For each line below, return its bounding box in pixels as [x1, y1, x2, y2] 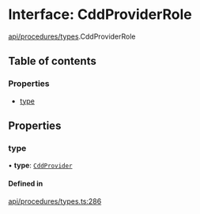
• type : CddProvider [8, 160, 73, 171]
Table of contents [8, 54, 96, 68]
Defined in [8, 178, 43, 188]
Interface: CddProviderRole [8, 6, 192, 24]
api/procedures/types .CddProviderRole [8, 32, 136, 41]
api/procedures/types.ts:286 [8, 196, 102, 206]
